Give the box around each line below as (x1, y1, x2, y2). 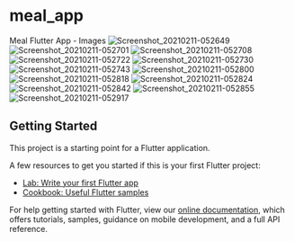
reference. (9, 223, 48, 234)
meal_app (9, 5, 84, 26)
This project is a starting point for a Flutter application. (9, 142, 210, 153)
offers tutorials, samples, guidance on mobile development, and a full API (9, 213, 281, 225)
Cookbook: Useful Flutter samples (22, 186, 149, 198)
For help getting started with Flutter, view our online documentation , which (9, 204, 286, 215)
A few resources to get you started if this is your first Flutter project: (9, 159, 261, 171)
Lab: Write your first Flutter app (22, 177, 139, 188)
